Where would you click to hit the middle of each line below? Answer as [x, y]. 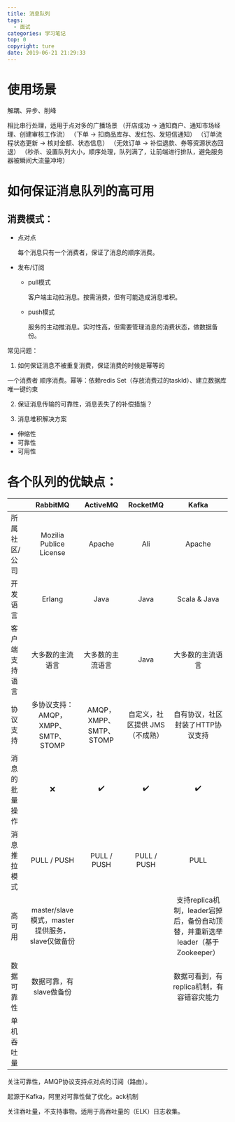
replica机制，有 [198, 987]
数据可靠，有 [52, 981]
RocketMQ [146, 505]
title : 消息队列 [29, 14]
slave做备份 [52, 992]
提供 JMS [150, 725]
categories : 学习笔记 [37, 33]
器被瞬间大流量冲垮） [38, 160]
